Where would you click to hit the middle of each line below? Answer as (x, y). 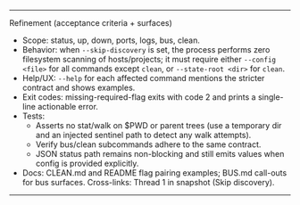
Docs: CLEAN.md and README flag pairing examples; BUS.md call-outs (154, 173)
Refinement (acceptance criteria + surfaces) (91, 23)
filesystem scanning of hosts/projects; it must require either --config (149, 59)
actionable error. (67, 107)
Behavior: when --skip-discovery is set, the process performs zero (146, 49)
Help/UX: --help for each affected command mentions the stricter (143, 78)
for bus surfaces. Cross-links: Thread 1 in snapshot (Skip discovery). (148, 182)
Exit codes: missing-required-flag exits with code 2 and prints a (139, 97)
